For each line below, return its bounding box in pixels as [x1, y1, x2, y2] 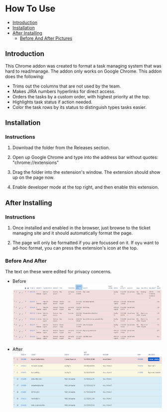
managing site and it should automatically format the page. [12, 230, 133, 236]
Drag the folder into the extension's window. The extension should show [12, 169, 161, 175]
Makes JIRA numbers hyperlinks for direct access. [12, 88, 116, 94]
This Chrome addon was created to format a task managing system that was [5, 63, 162, 69]
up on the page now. [12, 174, 55, 180]
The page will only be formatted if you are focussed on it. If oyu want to [12, 240, 159, 246]
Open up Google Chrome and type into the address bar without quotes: [12, 155, 159, 161]
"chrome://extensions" [12, 160, 59, 165]
